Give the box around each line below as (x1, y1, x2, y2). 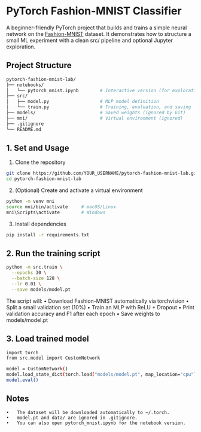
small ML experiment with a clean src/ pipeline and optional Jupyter (6, 36, 173, 44)
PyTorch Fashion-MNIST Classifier (6, 4, 182, 18)
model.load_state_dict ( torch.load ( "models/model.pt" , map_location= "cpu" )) (6, 372, 199, 378)
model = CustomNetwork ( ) (6, 366, 68, 372)
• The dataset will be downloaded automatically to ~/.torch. (6, 409, 170, 415)
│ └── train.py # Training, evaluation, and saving (6, 104, 191, 110)
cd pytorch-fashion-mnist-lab (6, 176, 82, 182)
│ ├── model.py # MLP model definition (6, 99, 160, 105)
